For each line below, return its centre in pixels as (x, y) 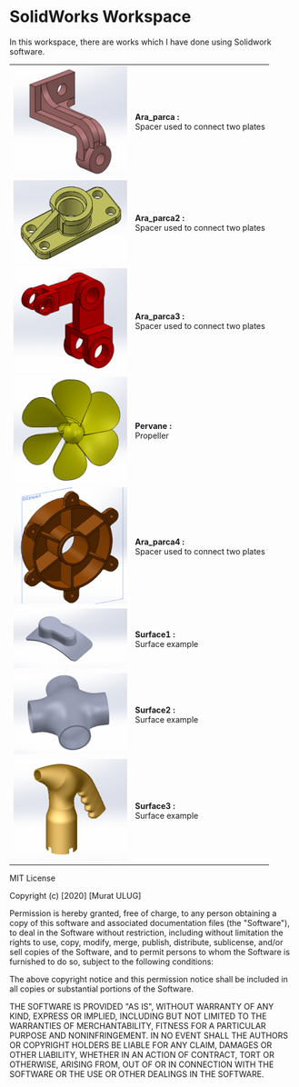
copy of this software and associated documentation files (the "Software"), (150, 923)
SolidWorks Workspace (100, 17)
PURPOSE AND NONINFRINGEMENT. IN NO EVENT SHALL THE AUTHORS (149, 1036)
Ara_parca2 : (159, 218)
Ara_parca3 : (159, 316)
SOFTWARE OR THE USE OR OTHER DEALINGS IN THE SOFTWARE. (137, 1074)
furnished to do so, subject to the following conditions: (111, 962)
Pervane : (154, 425)
